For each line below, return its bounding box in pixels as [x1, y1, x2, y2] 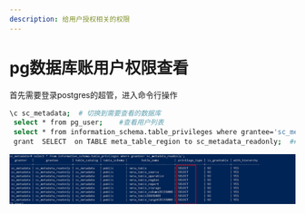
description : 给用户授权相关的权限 [9, 15, 130, 24]
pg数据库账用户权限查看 [9, 57, 189, 78]
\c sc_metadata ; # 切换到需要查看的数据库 [9, 109, 162, 118]
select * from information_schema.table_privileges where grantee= [13, 128, 274, 137]
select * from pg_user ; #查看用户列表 [13, 118, 164, 127]
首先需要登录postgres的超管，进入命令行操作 [9, 89, 178, 100]
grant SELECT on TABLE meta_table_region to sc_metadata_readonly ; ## [13, 137, 299, 147]
